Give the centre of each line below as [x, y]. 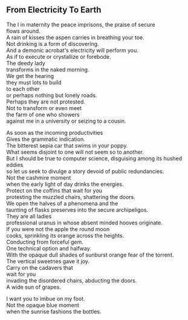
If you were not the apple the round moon [58, 229]
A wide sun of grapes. [34, 287]
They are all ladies [29, 216]
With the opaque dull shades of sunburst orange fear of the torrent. [90, 255]
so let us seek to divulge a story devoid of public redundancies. [85, 171]
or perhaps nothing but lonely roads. [52, 95]
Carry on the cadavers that [40, 267]
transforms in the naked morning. [48, 70]
